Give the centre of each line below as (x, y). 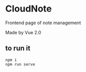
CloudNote (28, 9)
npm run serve (20, 64)
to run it (18, 48)
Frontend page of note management (43, 23)
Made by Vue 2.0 (23, 32)
